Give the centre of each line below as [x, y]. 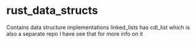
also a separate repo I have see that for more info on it [75, 33]
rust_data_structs [52, 11]
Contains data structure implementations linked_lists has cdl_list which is [98, 27]
